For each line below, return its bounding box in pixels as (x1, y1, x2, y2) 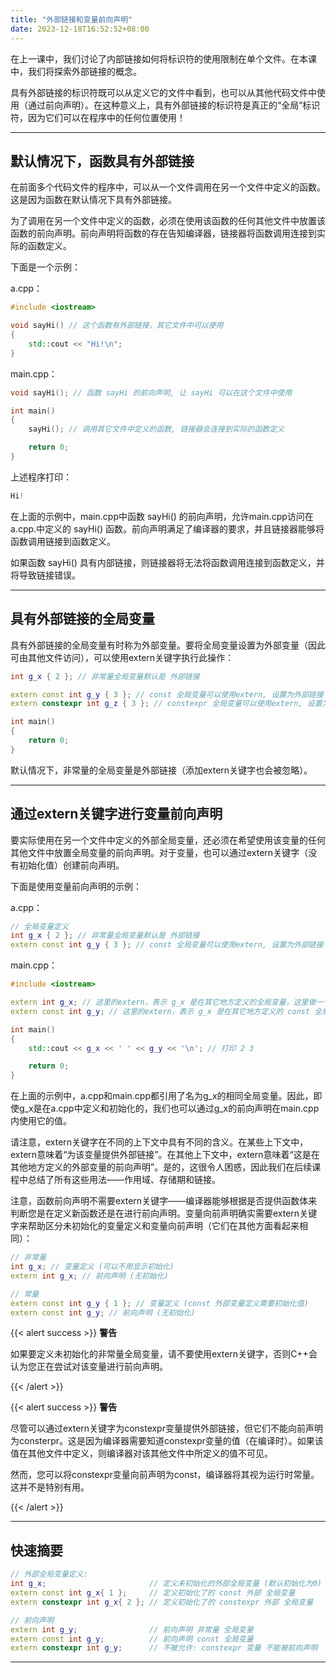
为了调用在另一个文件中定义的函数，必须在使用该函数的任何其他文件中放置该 (10, 215, 326, 227)
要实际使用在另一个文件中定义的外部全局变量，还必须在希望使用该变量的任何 (10, 834, 326, 846)
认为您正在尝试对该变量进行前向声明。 (10, 1361, 168, 1373)
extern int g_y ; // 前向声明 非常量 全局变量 (10, 1624, 254, 1635)
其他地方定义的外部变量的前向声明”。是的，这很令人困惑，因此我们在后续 (10, 1161, 313, 1173)
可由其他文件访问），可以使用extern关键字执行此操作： (10, 651, 235, 663)
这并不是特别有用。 (10, 1481, 90, 1493)
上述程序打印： (10, 471, 72, 483)
